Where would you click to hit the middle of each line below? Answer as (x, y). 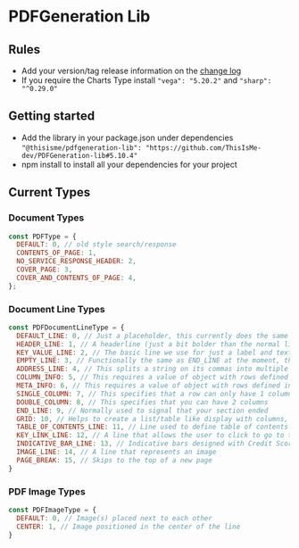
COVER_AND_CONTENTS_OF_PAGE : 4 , (77, 278)
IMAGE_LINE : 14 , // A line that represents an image (116, 453)
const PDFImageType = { (53, 510)
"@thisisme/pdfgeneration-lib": (81, 148)
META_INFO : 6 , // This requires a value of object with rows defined (148, 386)
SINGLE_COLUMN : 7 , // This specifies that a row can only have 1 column (154, 394)
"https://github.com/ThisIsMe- (203, 148)
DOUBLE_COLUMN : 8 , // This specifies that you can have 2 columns (142, 402)
